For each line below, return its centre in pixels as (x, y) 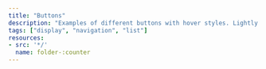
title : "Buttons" (37, 15)
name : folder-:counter (53, 52)
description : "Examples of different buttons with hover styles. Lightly (133, 23)
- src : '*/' (28, 45)
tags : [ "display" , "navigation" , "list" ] (78, 30)
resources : (26, 38)
